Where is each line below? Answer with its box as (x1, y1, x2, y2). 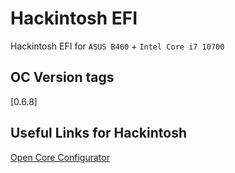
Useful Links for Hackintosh (10, 125, 187, 142)
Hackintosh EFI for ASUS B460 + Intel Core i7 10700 (10, 40, 225, 52)
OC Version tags (10, 69, 115, 86)
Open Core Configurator (10, 151, 110, 163)
